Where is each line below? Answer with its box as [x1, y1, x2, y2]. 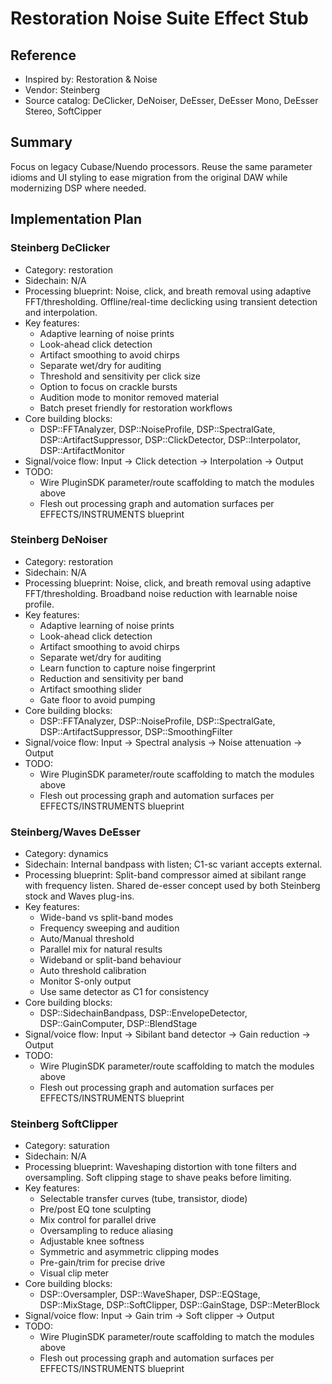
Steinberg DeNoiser [10, 533, 108, 547]
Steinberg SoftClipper [10, 1117, 119, 1131]
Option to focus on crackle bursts [39, 380, 178, 392]
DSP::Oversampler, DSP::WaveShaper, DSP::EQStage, [39, 1288, 261, 1301]
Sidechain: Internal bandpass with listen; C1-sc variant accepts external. [24, 858, 323, 871]
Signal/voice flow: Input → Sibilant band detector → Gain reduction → [24, 1028, 311, 1041]
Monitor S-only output [39, 975, 132, 987]
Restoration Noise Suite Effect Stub [10, 7, 309, 30]
